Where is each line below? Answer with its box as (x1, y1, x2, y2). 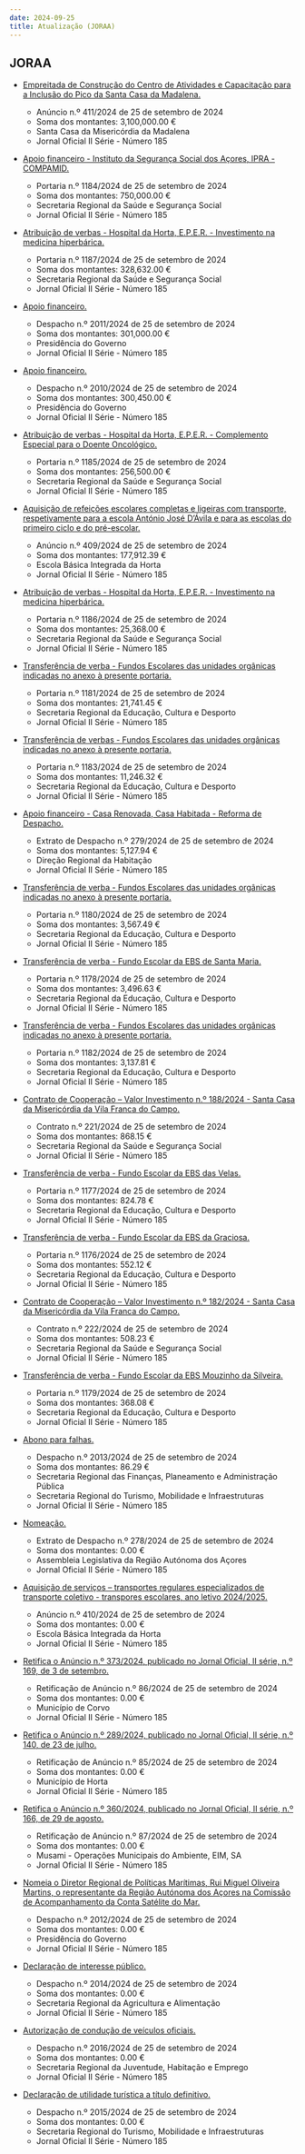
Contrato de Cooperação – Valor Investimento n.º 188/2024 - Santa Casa (22, 1094, 296, 1105)
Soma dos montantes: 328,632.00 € (35, 264, 172, 275)
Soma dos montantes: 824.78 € (35, 1195, 154, 1206)
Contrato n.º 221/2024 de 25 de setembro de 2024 (35, 1122, 227, 1132)
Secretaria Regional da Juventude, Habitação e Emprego (35, 2062, 249, 2073)
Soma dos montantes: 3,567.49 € (35, 919, 161, 930)
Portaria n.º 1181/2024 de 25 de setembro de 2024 (35, 688, 225, 699)
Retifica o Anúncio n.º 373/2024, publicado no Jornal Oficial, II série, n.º (22, 1656, 293, 1667)
